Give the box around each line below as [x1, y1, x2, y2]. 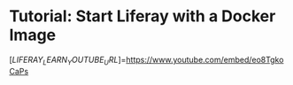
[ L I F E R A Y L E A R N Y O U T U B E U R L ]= [9, 54, 127, 67]
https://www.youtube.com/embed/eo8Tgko [126, 54, 284, 65]
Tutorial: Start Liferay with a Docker [9, 6, 276, 27]
